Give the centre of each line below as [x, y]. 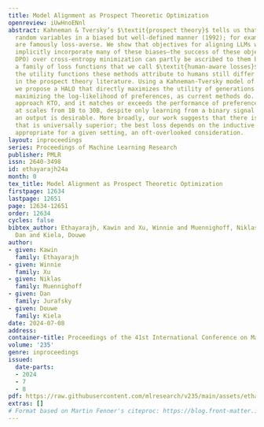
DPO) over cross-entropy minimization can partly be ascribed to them [133, 60]
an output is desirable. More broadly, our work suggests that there [131, 118]
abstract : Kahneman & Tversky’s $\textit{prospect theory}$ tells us [125, 30]
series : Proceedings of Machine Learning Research [93, 147]
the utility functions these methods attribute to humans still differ [135, 74]
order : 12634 [29, 213]
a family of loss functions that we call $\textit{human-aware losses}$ [137, 67]
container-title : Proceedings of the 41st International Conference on [128, 338]
